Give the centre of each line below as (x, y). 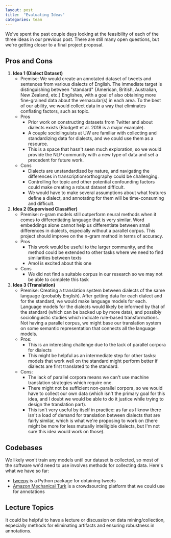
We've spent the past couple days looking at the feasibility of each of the (82, 34)
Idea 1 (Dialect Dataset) (38, 73)
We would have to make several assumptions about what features (97, 193)
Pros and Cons (29, 61)
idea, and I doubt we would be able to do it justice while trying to (96, 399)
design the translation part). (57, 405)
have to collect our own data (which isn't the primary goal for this (96, 393)
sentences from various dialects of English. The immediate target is (91, 84)
